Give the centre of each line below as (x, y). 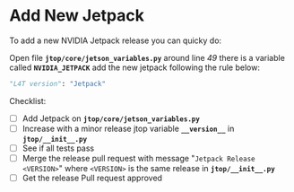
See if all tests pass (58, 148)
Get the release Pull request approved (92, 178)
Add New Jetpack (77, 16)
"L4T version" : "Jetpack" (57, 83)
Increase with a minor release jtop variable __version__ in (128, 128)
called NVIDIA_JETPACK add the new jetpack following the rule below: (134, 67)
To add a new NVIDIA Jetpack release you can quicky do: (116, 40)
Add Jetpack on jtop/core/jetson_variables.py (111, 118)
